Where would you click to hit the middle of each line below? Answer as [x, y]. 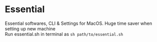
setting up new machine [30, 28]
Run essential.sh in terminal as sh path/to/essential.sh [64, 34]
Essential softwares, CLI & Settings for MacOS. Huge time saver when [78, 23]
